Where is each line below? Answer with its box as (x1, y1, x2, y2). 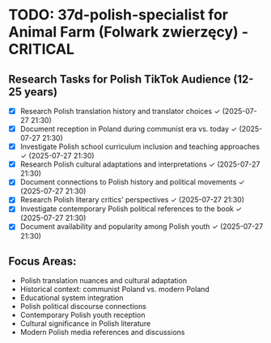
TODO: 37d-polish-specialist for (8, 6, 229, 24)
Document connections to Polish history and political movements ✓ (19, 177, 245, 187)
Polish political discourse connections (19, 302, 147, 311)
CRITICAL (8, 40, 75, 58)
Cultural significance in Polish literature (19, 319, 151, 328)
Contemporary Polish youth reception (19, 310, 146, 320)
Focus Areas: (8, 254, 77, 268)
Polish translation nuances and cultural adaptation (19, 276, 188, 286)
